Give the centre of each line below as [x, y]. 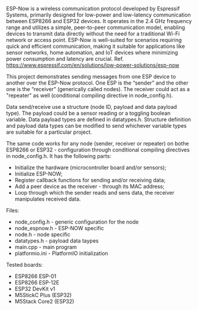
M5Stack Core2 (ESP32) [44, 301]
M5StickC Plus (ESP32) [43, 295]
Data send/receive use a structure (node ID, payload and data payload [92, 107]
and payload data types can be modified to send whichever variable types [97, 126]
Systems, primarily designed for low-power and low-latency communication [98, 15]
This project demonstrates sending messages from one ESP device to [91, 77]
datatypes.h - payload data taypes [56, 241]
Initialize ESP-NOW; [39, 174]
